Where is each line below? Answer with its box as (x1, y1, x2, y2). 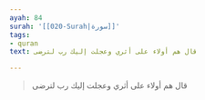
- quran (9, 38, 39, 48)
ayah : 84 (9, 13, 43, 23)
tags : (9, 30, 30, 39)
